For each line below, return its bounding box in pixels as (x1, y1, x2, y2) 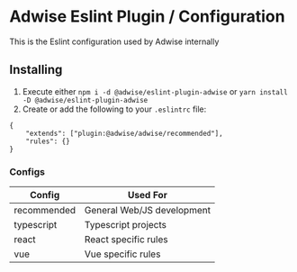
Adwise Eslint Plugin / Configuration (9, 6, 285, 27)
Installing (9, 62, 63, 77)
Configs (9, 165, 45, 177)
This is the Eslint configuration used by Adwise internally (9, 36, 220, 47)
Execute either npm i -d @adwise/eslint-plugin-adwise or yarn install (22, 86, 288, 96)
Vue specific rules (84, 248, 161, 260)
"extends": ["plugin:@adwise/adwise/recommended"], (25, 129, 223, 138)
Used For (127, 189, 168, 202)
